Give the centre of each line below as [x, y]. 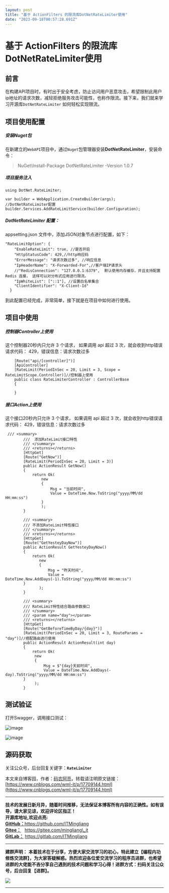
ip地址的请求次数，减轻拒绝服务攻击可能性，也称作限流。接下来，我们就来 [82, 98]
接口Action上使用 [23, 405]
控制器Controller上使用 [29, 331]
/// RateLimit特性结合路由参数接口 [57, 606]
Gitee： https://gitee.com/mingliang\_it [47, 830]
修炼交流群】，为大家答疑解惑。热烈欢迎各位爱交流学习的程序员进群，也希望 [83, 858]
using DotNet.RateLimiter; [33, 190]
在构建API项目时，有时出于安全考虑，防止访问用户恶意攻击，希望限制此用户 [84, 92]
